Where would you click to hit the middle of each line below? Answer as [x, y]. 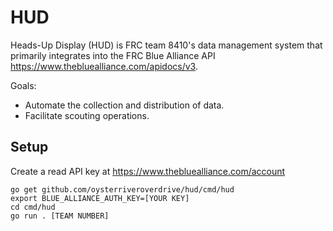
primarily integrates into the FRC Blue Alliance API [113, 55]
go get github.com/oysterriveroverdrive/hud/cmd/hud [122, 189]
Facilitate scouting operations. [87, 115]
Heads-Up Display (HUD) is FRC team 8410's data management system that [166, 45]
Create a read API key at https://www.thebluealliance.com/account [148, 171]
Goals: [23, 85]
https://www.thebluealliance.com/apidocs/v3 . [104, 66]
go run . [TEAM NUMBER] [60, 216]
